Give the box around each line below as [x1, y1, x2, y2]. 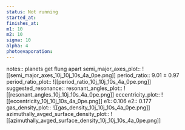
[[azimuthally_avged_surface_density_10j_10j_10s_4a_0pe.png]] [6, 117, 161, 124]
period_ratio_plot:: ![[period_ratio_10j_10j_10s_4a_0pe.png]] [6, 78, 152, 85]
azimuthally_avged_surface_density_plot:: [6, 110, 109, 117]
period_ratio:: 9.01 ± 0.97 [117, 71, 180, 79]
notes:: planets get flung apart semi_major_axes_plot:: [6, 65, 141, 72]
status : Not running [6, 9, 59, 15]
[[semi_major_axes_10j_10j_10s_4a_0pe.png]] [6, 71, 116, 79]
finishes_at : [6, 20, 39, 26]
